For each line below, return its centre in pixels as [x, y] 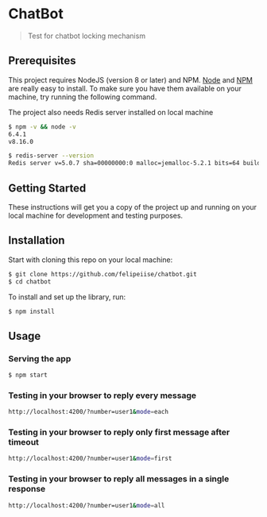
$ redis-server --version [51, 156]
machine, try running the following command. [83, 97]
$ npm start [28, 375]
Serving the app [40, 358]
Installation [37, 240]
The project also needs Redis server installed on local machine [111, 112]
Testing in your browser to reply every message [103, 395]
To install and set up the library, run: [67, 297]
